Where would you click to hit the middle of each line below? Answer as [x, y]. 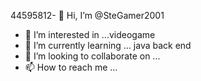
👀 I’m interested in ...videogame [90, 34]
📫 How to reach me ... [71, 67]
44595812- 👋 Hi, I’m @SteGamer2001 [87, 15]
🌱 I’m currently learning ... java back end [108, 45]
